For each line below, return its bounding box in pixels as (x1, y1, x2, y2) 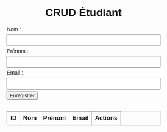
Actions (94, 114, 118, 122)
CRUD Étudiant (44, 6, 123, 19)
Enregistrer (9, 92, 35, 98)
